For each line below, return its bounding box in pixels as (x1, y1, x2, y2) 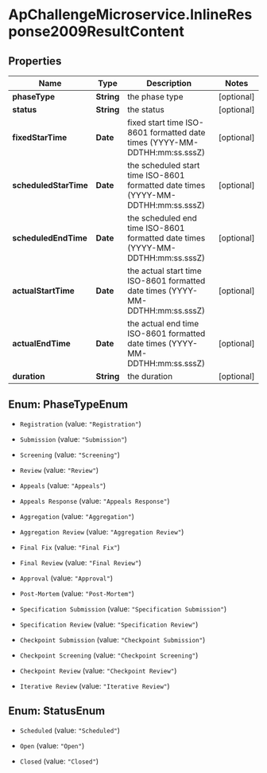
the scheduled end (126, 213, 197, 224)
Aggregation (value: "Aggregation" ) (19, 511, 135, 521)
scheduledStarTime (12, 180, 89, 190)
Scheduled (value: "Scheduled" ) (19, 725, 121, 735)
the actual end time (126, 318, 199, 329)
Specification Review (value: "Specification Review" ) (19, 619, 199, 629)
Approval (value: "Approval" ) (19, 573, 114, 583)
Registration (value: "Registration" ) (19, 419, 141, 428)
